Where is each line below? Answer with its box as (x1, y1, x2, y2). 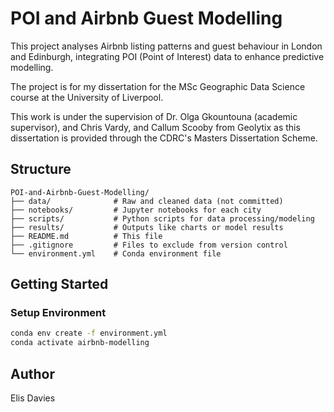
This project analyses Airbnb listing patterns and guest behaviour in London (10, 40, 323, 52)
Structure (10, 161, 72, 178)
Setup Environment (10, 306, 107, 320)
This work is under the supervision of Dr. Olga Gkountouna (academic (10, 110, 298, 122)
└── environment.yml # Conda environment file (10, 248, 222, 259)
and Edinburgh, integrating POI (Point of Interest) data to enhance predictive (10, 50, 325, 62)
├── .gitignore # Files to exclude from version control (10, 240, 288, 250)
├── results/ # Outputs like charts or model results (10, 222, 284, 232)
